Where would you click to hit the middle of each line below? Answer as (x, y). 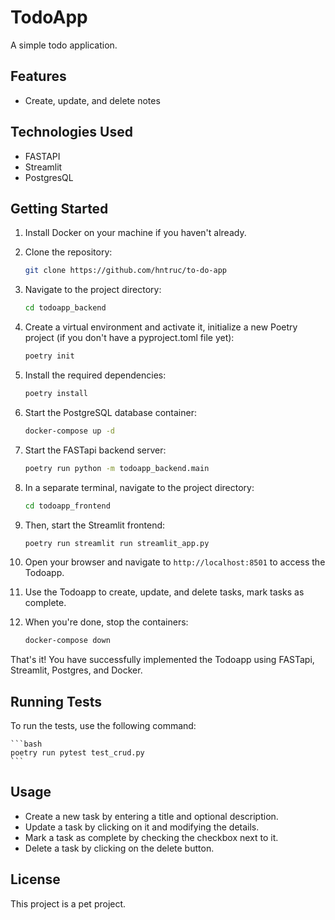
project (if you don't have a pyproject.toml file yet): (129, 338)
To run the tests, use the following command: (103, 726)
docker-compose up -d (69, 431)
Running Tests (56, 701)
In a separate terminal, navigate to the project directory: (139, 487)
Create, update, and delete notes (92, 100)
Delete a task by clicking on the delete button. (119, 848)
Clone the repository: (68, 252)
